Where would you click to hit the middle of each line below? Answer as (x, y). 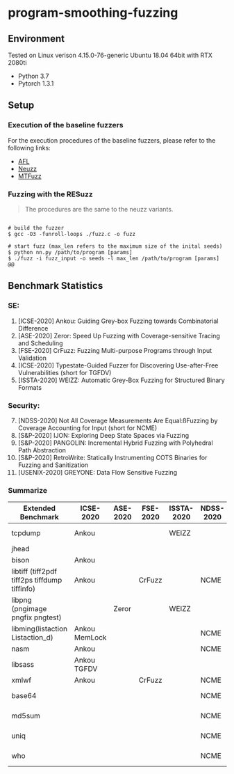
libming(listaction (40, 629)
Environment (36, 39)
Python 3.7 (33, 76)
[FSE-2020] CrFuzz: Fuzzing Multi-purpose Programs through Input (115, 350)
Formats (30, 387)
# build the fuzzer (36, 228)
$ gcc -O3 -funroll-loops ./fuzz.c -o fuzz (72, 234)
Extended (40, 508)
